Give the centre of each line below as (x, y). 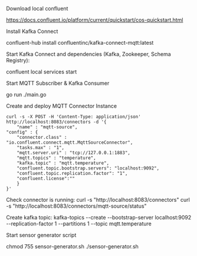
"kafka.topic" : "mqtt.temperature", (63, 163)
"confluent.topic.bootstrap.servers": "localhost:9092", (88, 168)
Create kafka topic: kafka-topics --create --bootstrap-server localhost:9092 (99, 217)
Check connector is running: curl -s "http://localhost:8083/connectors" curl (98, 200)
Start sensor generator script (41, 235)
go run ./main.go (26, 94)
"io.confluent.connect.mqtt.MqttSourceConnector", (70, 142)
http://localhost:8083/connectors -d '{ (57, 122)
